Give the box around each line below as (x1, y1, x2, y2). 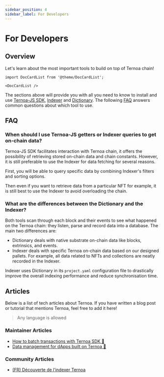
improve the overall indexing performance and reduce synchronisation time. (5, 273, 158, 279)
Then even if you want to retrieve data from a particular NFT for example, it (5, 183, 157, 189)
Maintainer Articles (5, 327, 52, 334)
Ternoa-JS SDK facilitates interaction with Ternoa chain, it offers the (5, 148, 142, 154)
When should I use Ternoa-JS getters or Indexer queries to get (5, 131, 157, 138)
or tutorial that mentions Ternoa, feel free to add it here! (5, 306, 117, 311)
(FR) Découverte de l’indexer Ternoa (12, 367, 86, 373)
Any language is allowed (17, 315, 67, 321)
